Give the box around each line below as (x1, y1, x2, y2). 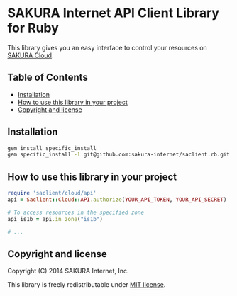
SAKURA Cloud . (7, 51, 54, 59)
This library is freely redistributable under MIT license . (7, 280, 166, 289)
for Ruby (7, 20, 59, 36)
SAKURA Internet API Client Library (7, 5, 220, 21)
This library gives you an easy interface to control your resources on (7, 43, 207, 52)
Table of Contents (7, 72, 89, 84)
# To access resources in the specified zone (7, 209, 144, 216)
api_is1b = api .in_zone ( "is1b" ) (7, 215, 103, 222)
